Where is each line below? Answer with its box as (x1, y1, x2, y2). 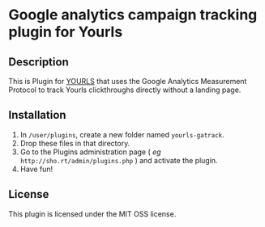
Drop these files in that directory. (19, 138, 130, 148)
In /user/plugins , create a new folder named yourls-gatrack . (19, 129, 224, 139)
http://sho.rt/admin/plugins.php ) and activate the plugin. (19, 155, 218, 165)
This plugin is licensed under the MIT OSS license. (8, 208, 177, 219)
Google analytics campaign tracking (8, 6, 258, 24)
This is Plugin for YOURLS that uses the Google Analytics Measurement (8, 77, 247, 86)
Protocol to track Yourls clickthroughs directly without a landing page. (8, 85, 241, 95)
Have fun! (19, 164, 53, 174)
